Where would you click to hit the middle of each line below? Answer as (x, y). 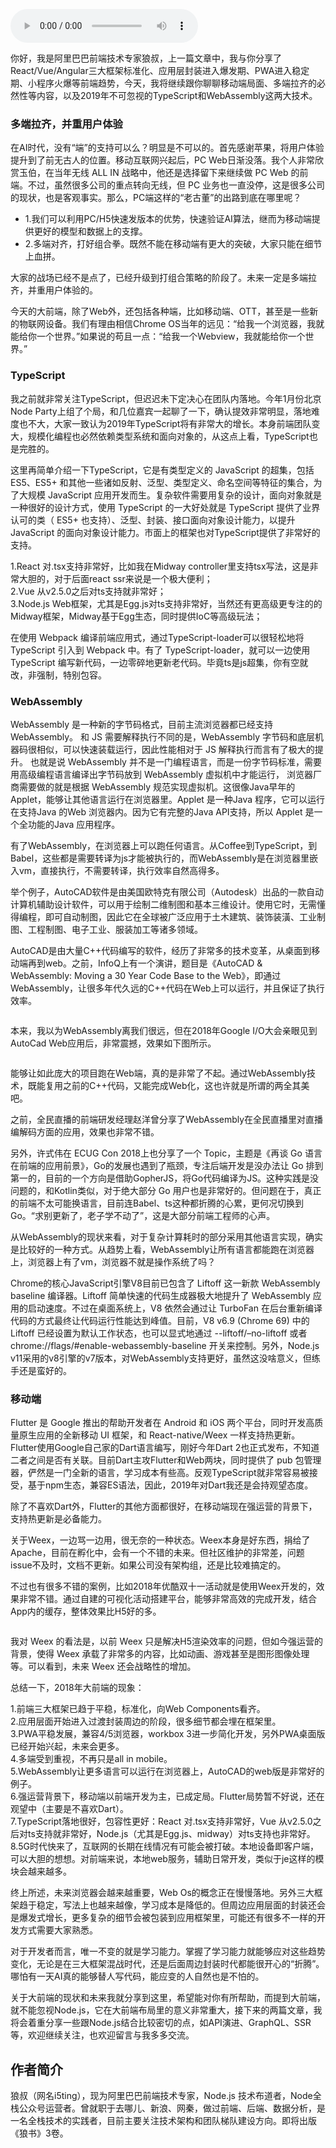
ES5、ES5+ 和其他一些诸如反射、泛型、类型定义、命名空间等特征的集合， (162, 482)
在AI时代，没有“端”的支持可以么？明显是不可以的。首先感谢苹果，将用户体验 (167, 148)
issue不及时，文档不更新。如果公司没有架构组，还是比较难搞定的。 (148, 1565)
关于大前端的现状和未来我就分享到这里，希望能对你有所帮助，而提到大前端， (168, 1998)
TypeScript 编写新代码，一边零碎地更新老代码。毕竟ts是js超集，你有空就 (159, 662)
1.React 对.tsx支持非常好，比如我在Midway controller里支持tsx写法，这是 (160, 566)
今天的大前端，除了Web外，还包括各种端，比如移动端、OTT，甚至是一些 (160, 311)
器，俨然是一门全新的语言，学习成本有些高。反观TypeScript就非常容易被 (160, 1473)
